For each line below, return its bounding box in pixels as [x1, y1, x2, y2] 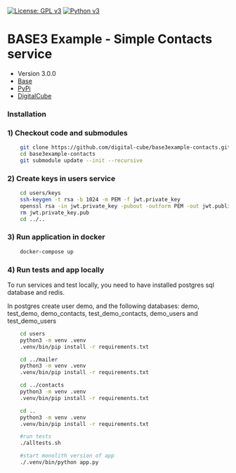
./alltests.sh [20, 439, 61, 447]
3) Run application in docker [7, 232, 105, 242]
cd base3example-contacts [20, 151, 96, 158]
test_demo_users [7, 317, 57, 325]
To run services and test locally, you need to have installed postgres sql [7, 281, 214, 289]
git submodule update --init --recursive [20, 156, 143, 164]
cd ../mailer [20, 356, 58, 363]
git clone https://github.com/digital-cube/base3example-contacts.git [20, 144, 231, 151]
